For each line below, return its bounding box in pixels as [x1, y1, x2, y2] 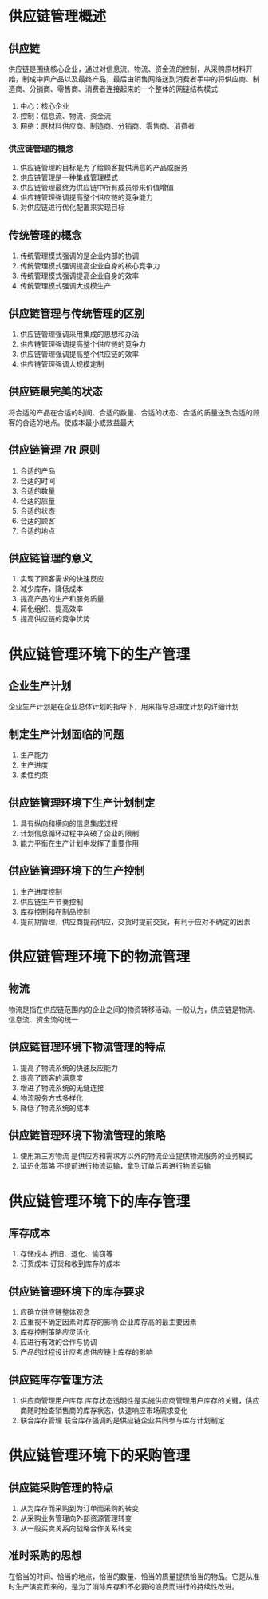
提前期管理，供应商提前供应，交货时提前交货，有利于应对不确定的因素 [19, 916, 251, 926]
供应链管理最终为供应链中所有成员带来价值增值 [19, 183, 174, 192]
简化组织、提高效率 [19, 604, 84, 613]
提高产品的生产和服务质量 [19, 594, 104, 604]
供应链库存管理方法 [8, 1373, 103, 1387]
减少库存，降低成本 [19, 584, 84, 593]
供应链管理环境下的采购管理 [8, 1446, 191, 1465]
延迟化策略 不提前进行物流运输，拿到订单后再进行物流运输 [19, 1161, 211, 1171]
